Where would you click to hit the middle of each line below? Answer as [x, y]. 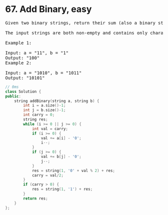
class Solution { [23, 91]
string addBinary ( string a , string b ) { [57, 101]
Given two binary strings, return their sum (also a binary [80, 23]
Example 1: [18, 43]
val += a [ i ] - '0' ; [61, 138]
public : [13, 96]
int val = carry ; [50, 128]
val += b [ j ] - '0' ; [61, 157]
